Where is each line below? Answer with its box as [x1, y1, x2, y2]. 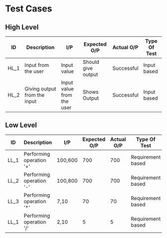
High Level [5, 23, 39, 31]
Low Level [5, 121, 37, 130]
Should [83, 58, 99, 65]
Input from [24, 62, 49, 68]
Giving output [24, 85, 56, 92]
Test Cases [5, 3, 52, 14]
